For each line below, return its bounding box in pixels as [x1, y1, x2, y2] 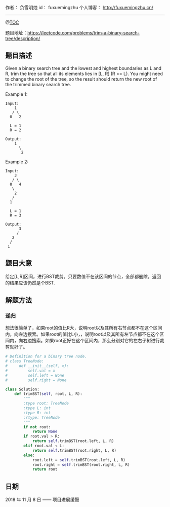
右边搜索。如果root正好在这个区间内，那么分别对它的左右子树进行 [22, 338, 160, 344]
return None [32, 429, 58, 434]
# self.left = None [5, 373, 65, 378]
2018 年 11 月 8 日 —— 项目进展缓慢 [5, 496, 79, 503]
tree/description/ [5, 35, 40, 42]
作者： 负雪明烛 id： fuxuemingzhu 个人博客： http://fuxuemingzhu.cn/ [5, 5, 153, 10]
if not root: [23, 424, 51, 429]
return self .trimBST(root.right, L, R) [32, 448, 116, 453]
